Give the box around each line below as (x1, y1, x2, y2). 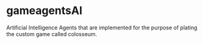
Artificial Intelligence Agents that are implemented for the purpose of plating (6, 24, 198, 31)
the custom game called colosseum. (6, 30, 98, 37)
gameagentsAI (6, 4, 83, 18)
